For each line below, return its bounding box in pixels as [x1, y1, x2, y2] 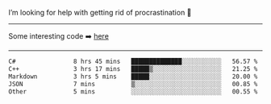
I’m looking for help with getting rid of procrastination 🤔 [8, 8, 192, 17]
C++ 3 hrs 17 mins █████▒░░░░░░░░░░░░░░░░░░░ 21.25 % [8, 64, 258, 73]
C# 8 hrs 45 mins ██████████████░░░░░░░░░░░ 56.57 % [8, 57, 258, 65]
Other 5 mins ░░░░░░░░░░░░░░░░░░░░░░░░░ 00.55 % [8, 87, 258, 96]
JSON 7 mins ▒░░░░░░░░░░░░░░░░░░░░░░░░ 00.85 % [8, 80, 258, 88]
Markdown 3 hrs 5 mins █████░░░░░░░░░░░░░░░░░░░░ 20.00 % [8, 73, 258, 81]
